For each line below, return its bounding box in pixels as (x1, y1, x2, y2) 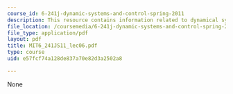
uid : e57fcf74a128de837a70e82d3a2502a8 (7, 55, 123, 62)
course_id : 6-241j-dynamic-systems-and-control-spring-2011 (7, 10, 185, 17)
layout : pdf (7, 36, 42, 43)
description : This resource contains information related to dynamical (7, 17, 218, 23)
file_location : (7, 23, 51, 30)
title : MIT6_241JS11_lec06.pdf (7, 42, 98, 49)
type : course (7, 49, 45, 56)
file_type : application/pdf (7, 29, 89, 37)
